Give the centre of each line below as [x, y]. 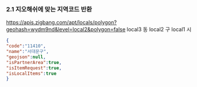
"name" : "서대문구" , [27, 52]
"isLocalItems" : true [32, 73]
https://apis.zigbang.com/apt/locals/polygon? [61, 22]
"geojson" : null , [26, 57]
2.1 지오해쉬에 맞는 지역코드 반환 [49, 9]
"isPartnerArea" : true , [34, 62]
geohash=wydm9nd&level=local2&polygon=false [66, 29]
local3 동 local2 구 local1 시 [159, 29]
